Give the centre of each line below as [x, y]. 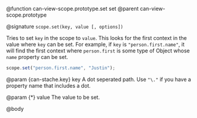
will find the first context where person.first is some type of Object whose [98, 51]
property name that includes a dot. [48, 85]
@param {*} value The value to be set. [53, 97]
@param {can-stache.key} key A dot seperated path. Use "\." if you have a [99, 79]
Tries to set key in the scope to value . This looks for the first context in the [96, 38]
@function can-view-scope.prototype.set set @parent [72, 9]
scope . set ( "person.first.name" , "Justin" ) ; [61, 68]
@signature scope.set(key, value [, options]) [65, 27]
